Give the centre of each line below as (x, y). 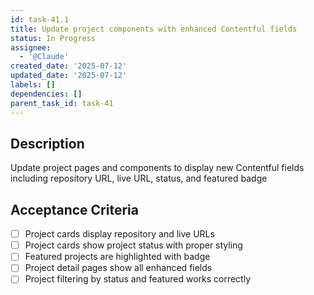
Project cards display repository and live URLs (119, 234)
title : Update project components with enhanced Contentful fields (154, 29)
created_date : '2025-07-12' (69, 66)
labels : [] (33, 85)
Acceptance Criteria (74, 209)
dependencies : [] (46, 94)
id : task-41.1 (40, 19)
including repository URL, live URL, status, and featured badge (139, 178)
